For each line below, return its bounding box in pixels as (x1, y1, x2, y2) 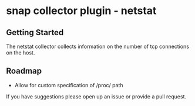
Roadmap (6, 66, 42, 76)
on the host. (6, 49, 35, 56)
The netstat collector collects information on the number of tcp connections (6, 43, 190, 50)
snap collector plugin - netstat (6, 4, 157, 18)
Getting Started (6, 28, 64, 37)
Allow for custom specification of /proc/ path (14, 81, 123, 88)
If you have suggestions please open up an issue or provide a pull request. (6, 93, 187, 100)
